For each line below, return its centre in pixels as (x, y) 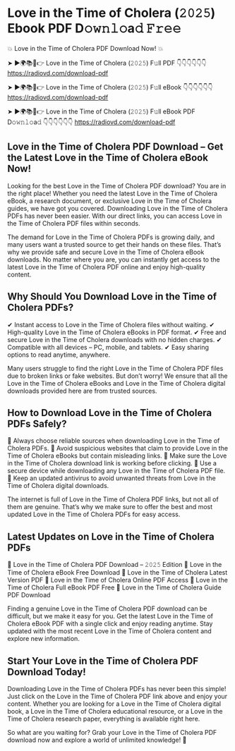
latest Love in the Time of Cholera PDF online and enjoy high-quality (107, 267)
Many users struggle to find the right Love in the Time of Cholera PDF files (115, 368)
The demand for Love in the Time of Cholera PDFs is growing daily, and (111, 237)
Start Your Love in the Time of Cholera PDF (103, 661)
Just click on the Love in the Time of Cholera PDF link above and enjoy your (117, 696)
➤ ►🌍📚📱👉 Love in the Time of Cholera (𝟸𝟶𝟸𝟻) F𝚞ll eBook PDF (101, 111)
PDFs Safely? (37, 423)
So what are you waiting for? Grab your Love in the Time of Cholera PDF (112, 732)
